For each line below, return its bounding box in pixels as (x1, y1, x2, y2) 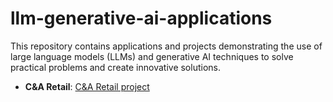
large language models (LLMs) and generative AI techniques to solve (10, 50, 294, 62)
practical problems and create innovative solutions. (10, 61, 221, 73)
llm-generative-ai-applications (10, 7, 273, 30)
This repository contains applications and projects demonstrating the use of (10, 40, 323, 52)
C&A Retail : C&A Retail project (24, 80, 150, 92)
